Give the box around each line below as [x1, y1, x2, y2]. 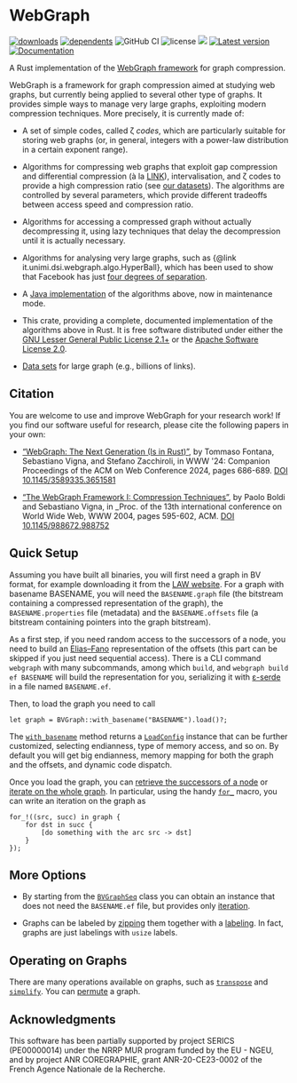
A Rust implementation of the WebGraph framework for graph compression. [9, 62, 286, 73]
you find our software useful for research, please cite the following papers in [9, 419, 289, 430]
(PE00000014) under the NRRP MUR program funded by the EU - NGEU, [9, 1045, 274, 1055]
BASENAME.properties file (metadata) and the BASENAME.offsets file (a [9, 607, 259, 617]
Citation [9, 386, 55, 402]
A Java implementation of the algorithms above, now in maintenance [21, 288, 273, 299]
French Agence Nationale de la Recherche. [9, 1063, 166, 1074]
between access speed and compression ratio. [21, 199, 193, 210]
